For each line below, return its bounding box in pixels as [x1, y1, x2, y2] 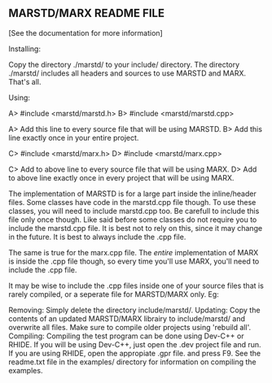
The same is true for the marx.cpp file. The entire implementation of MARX [8, 247, 259, 257]
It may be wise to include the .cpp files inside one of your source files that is [8, 281, 265, 290]
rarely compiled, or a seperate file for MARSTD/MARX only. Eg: [8, 289, 220, 299]
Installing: [8, 44, 41, 54]
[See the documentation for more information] [8, 28, 163, 37]
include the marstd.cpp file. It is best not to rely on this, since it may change [8, 223, 263, 233]
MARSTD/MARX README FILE [8, 7, 165, 20]
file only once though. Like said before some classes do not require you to [8, 215, 257, 224]
